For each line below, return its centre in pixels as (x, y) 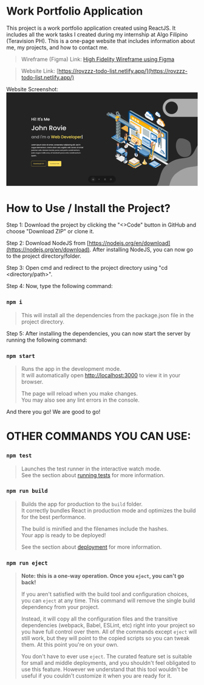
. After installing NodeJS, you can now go (141, 250)
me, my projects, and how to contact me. (58, 47)
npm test (19, 456)
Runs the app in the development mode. (71, 369)
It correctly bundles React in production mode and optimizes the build (108, 510)
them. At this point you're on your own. (70, 645)
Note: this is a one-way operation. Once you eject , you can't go (103, 576)
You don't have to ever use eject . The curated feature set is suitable (107, 656)
